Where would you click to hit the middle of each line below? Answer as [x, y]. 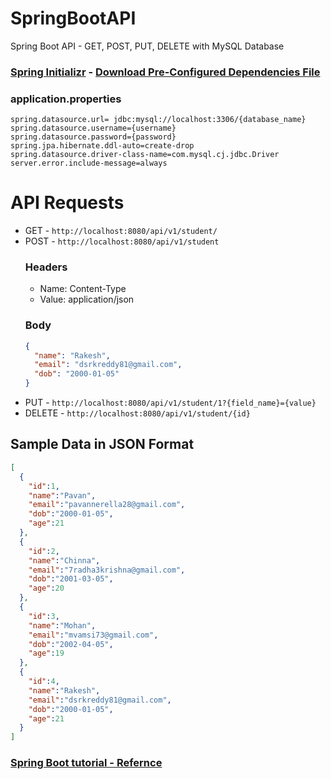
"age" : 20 [46, 588]
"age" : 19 [46, 653]
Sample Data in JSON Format [102, 444]
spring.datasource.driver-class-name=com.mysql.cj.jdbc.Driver [145, 155]
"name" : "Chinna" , [64, 560]
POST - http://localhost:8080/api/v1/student [122, 241]
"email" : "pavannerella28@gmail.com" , [107, 505]
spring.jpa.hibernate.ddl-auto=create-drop [102, 146]
